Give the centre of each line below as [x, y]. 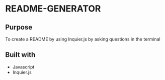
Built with [20, 55]
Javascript [23, 67]
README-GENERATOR [53, 9]
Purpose [19, 27]
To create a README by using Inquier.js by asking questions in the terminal [83, 39]
